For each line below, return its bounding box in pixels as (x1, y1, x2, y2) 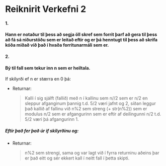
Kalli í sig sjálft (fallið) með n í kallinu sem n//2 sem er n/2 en (24, 95, 148, 101)
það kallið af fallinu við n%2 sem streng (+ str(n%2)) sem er (24, 106, 148, 112)
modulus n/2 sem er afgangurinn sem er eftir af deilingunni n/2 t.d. (24, 111, 162, 117)
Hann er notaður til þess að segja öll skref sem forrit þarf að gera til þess (5, 31, 158, 38)
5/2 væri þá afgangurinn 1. (24, 116, 79, 122)
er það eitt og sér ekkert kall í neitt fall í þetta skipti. (24, 155, 130, 161)
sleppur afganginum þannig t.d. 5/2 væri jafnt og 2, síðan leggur (24, 100, 156, 106)
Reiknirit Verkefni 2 (5, 3, 86, 15)
